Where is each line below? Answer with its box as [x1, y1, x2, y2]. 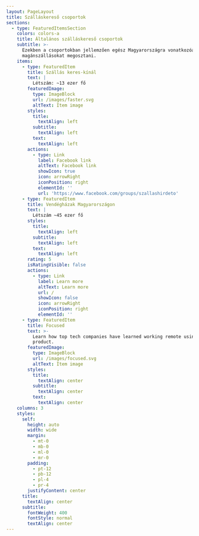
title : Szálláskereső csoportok [6, 14, 86, 20]
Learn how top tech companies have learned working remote [32, 333, 182, 339]
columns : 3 [17, 405, 44, 411]
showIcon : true [37, 168, 76, 175]
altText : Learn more [37, 284, 89, 290]
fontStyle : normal [27, 515, 73, 521]
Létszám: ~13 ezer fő [32, 81, 86, 86]
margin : [27, 433, 46, 439]
